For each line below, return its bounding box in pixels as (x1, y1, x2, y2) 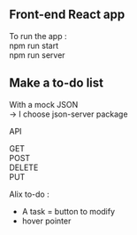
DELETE (9, 162, 39, 173)
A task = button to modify (21, 206, 116, 216)
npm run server (9, 49, 65, 61)
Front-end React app (9, 7, 126, 22)
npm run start (9, 40, 59, 51)
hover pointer (21, 215, 72, 226)
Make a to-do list (9, 76, 104, 91)
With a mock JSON (9, 99, 79, 109)
